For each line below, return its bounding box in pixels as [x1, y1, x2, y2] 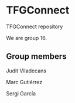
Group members [6, 51, 67, 62]
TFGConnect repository [6, 23, 63, 30]
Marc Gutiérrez [6, 78, 43, 85]
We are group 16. [6, 34, 47, 41]
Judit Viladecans [6, 67, 47, 74]
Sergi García [6, 89, 36, 97]
